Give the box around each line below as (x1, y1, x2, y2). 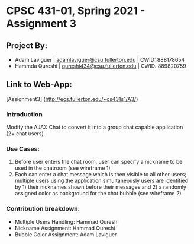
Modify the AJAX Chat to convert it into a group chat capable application (6, 123, 183, 131)
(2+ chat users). (6, 130, 46, 137)
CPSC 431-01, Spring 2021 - (6, 4, 145, 18)
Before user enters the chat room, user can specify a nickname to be (14, 159, 183, 166)
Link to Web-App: (6, 80, 72, 90)
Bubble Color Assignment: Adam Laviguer (14, 230, 117, 238)
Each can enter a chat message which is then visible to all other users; (14, 171, 187, 178)
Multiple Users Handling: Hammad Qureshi (14, 218, 119, 225)
